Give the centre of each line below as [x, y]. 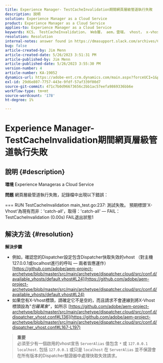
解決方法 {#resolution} [39, 234]
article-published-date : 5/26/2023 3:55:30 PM [53, 64]
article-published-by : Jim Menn [38, 59]
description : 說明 [23, 14]
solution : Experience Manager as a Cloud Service [56, 18]
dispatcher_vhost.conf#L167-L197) [46, 327]
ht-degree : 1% [19, 100]
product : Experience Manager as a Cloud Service [55, 23]
